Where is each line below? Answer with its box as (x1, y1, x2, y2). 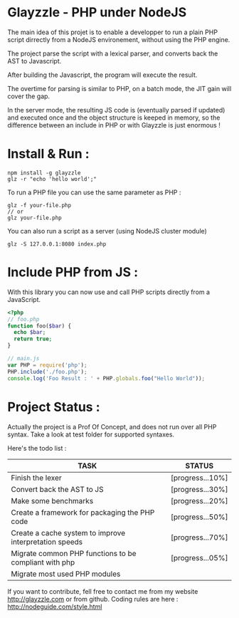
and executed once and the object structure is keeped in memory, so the (7, 113, 221, 122)
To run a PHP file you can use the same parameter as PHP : (7, 188, 181, 197)
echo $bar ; (14, 329, 46, 336)
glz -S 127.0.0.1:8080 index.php (7, 240, 107, 248)
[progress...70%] (170, 532, 228, 542)
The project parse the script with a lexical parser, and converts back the (7, 49, 218, 58)
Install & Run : (7, 146, 90, 162)
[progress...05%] (170, 552, 228, 562)
